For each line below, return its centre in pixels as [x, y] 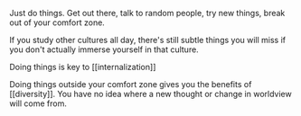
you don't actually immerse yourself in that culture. [104, 49]
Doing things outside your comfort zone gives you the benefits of [131, 84]
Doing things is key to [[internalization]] [83, 67]
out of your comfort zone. [57, 22]
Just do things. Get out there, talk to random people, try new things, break [147, 13]
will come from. [38, 103]
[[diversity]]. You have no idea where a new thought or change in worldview [150, 94]
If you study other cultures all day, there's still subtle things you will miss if [148, 40]
